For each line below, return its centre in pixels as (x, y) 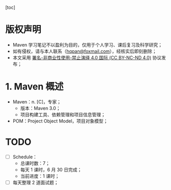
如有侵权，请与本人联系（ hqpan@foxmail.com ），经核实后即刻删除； (85, 51)
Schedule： (25, 157)
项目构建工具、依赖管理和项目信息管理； (63, 114)
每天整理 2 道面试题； (35, 182)
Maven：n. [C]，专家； (37, 101)
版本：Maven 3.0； (40, 108)
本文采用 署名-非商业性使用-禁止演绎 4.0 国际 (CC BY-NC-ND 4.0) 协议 (87, 57)
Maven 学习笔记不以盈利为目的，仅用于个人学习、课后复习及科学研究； (88, 45)
